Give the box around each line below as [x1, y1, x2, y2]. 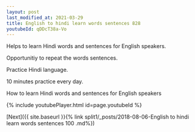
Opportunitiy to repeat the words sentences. [6, 54, 118, 61]
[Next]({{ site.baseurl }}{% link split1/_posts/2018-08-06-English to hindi [6, 113, 189, 120]
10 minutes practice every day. [6, 78, 84, 85]
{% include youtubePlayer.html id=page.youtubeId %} [6, 102, 142, 109]
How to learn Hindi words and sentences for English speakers [6, 89, 162, 97]
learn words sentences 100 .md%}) [6, 120, 95, 127]
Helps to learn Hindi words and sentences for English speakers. [6, 43, 166, 50]
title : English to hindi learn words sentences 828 [6, 20, 141, 26]
